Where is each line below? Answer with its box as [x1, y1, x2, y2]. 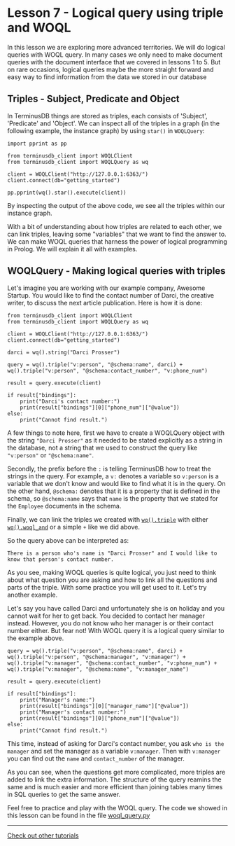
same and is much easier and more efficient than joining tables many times [7, 782, 223, 791]
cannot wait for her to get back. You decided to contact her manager [7, 611, 205, 620]
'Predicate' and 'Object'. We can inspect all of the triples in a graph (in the [7, 119, 220, 127]
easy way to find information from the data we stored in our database [7, 72, 207, 81]
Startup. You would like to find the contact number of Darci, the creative [7, 291, 215, 299]
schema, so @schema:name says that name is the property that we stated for [7, 494, 219, 502]
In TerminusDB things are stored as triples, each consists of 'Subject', [7, 111, 208, 120]
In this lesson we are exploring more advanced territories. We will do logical [7, 43, 225, 51]
